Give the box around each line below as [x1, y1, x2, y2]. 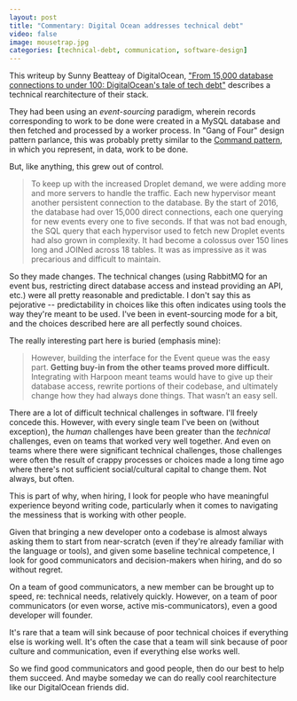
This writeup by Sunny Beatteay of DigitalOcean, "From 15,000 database [9, 70, 274, 81]
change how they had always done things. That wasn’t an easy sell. [30, 390, 277, 401]
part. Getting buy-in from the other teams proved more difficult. [30, 362, 270, 373]
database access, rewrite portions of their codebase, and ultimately [30, 381, 278, 391]
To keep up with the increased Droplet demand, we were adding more [30, 178, 286, 189]
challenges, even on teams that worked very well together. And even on [9, 436, 271, 446]
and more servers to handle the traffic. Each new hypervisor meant [30, 188, 277, 199]
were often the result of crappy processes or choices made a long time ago [9, 454, 285, 466]
